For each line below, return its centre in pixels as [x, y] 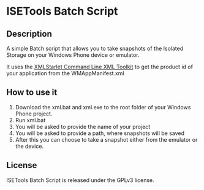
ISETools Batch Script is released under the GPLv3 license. [80, 180]
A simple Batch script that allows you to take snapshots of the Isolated [95, 48]
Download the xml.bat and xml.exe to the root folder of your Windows [103, 107]
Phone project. [34, 114]
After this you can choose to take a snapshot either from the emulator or [106, 139]
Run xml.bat [30, 120]
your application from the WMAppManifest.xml [65, 73]
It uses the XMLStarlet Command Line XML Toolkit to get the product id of [100, 67]
